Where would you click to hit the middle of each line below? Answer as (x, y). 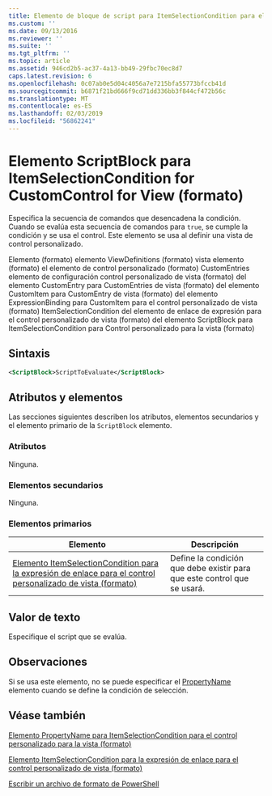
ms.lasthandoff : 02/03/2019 (56, 114)
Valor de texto (45, 617)
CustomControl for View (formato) (126, 196)
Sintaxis (30, 354)
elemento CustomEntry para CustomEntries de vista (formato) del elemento (134, 285)
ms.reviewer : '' (36, 38)
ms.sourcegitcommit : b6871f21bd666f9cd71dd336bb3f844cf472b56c (117, 91)
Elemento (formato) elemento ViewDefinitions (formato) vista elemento (126, 259)
